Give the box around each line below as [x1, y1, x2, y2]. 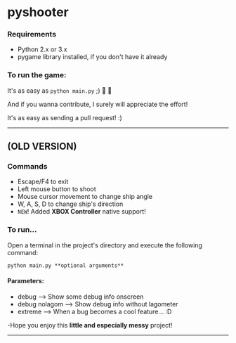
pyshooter [7, 4, 69, 20]
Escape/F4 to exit [17, 177, 69, 186]
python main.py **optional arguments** [7, 261, 124, 269]
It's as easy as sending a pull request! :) [7, 113, 123, 122]
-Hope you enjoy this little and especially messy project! [7, 321, 173, 329]
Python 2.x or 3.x [17, 45, 68, 53]
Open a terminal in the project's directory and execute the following [7, 240, 202, 250]
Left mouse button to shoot [17, 185, 96, 193]
